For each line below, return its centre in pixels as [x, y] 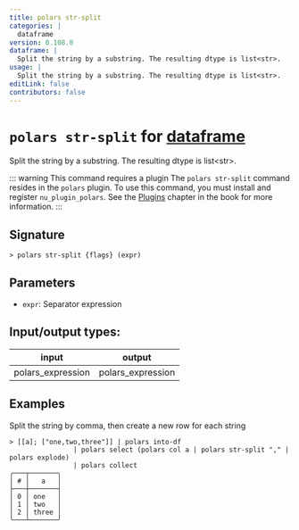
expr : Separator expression [72, 304]
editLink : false [39, 84]
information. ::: [36, 207]
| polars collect [105, 465]
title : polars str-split [55, 17]
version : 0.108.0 [42, 42]
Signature [37, 234]
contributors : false [48, 92]
